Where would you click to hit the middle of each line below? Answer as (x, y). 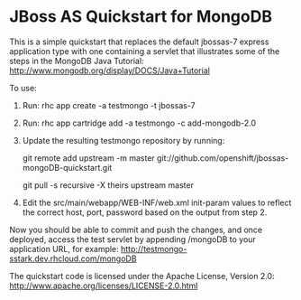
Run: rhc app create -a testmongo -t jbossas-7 (109, 105)
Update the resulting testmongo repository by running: (123, 140)
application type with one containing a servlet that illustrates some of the (145, 51)
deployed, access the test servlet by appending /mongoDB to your (133, 239)
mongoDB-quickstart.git (67, 167)
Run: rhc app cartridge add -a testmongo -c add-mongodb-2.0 (139, 123)
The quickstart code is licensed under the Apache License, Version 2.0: (142, 276)
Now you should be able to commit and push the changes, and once (136, 230)
